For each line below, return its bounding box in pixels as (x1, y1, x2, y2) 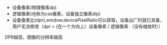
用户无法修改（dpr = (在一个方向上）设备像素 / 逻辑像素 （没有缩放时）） (12, 23, 163, 29)
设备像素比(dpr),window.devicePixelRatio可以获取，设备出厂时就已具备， (12, 17, 165, 23)
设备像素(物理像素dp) (12, 5, 57, 10)
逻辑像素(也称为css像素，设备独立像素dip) (12, 11, 101, 17)
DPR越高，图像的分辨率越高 (5, 34, 63, 40)
